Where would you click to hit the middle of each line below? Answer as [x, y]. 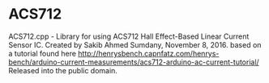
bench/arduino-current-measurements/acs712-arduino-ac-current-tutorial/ [134, 62]
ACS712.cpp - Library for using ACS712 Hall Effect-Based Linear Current [129, 36]
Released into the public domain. [63, 70]
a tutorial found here [43, 53]
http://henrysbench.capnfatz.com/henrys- [149, 53]
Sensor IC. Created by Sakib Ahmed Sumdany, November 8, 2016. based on [135, 44]
